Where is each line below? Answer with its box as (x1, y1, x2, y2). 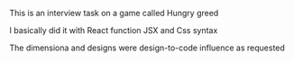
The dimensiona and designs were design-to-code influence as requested (9, 42, 286, 53)
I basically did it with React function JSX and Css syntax (9, 25, 218, 35)
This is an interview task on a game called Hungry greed (9, 8, 219, 18)
